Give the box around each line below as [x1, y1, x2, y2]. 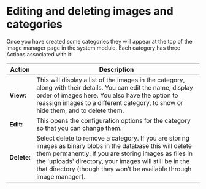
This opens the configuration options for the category [36, 116, 191, 125]
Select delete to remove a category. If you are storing [36, 134, 190, 142]
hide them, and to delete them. [36, 106, 124, 115]
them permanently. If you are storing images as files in [36, 149, 193, 158]
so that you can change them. [36, 124, 122, 133]
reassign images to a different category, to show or [36, 98, 184, 107]
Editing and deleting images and [6, 4, 174, 18]
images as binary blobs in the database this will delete [36, 141, 192, 150]
